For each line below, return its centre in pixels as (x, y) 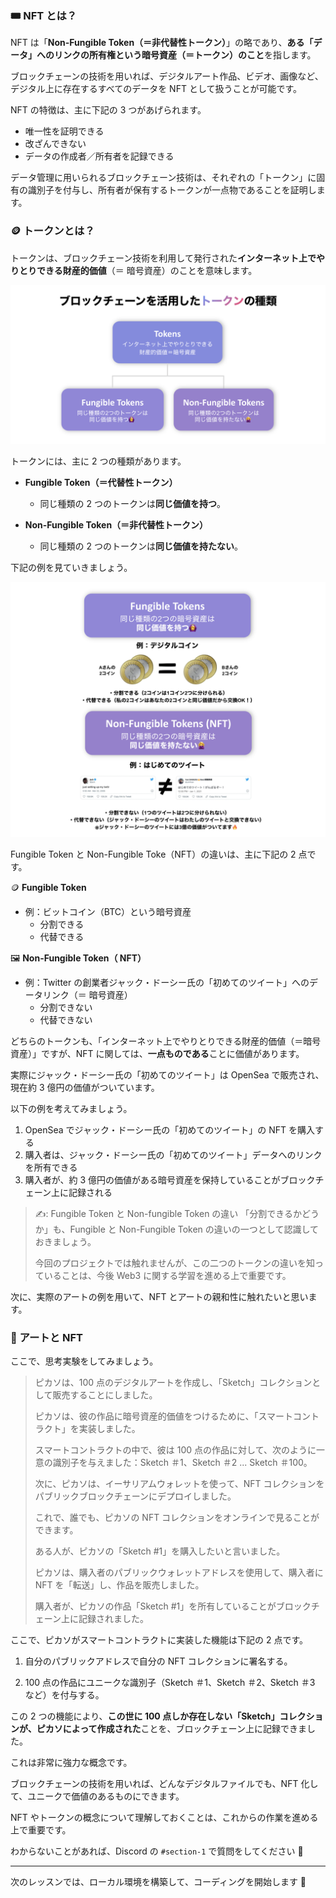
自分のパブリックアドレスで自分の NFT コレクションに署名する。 (158, 1661)
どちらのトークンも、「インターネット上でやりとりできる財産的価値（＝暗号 (166, 1041)
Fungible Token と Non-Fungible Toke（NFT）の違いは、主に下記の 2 (153, 854)
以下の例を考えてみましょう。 (71, 1109)
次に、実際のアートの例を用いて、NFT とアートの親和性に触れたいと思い (159, 1297)
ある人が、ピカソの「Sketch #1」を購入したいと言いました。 (160, 1551)
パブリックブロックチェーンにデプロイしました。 (135, 1496)
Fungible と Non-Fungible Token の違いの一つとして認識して (194, 1229)
